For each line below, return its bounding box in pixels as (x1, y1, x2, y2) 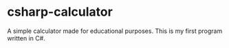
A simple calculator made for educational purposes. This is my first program (7, 27, 223, 35)
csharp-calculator (7, 4, 113, 20)
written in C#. (7, 34, 46, 42)
